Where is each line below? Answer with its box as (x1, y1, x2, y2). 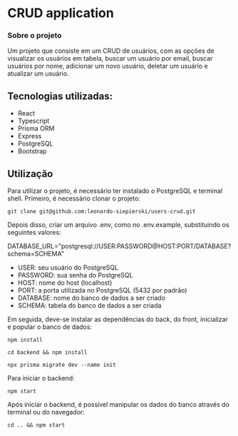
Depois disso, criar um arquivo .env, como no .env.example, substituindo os (7, 220, 229, 229)
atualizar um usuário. (7, 69, 69, 78)
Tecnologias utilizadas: (7, 90, 113, 102)
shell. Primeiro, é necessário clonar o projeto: (7, 194, 140, 203)
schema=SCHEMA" (7, 250, 64, 258)
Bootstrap (17, 147, 47, 156)
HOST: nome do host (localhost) (17, 278, 113, 287)
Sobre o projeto (7, 31, 62, 41)
